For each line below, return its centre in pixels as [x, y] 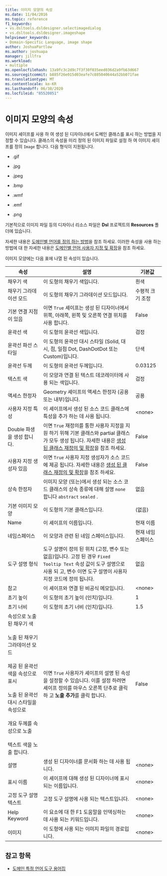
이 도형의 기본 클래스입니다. [73, 510]
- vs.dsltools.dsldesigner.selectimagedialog [53, 28]
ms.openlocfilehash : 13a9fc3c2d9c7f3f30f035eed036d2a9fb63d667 [72, 70]
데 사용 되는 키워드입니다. [71, 820]
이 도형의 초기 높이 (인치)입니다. [78, 598]
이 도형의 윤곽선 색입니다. [71, 332]
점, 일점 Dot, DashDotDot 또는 [84, 349]
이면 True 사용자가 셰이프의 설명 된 [82, 673]
